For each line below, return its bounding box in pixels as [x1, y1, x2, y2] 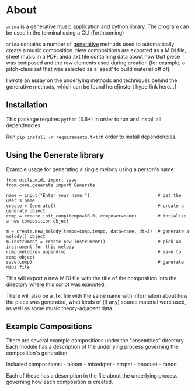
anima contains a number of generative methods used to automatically [6, 40, 175, 47]
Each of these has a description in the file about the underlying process [6, 372, 178, 379]
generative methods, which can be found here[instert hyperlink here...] [6, 83, 177, 90]
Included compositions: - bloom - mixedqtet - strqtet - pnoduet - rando [6, 361, 177, 368]
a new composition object [6, 218, 69, 224]
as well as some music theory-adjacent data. [6, 304, 114, 311]
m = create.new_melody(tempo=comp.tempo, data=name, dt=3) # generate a [6, 228, 190, 234]
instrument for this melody [6, 244, 75, 250]
